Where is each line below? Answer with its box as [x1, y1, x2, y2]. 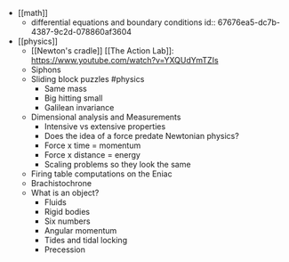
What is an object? [30, 187, 100, 198]
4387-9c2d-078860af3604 [30, 27, 132, 37]
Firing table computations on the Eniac [30, 168, 173, 179]
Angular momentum [44, 225, 117, 235]
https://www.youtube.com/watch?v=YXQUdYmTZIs [30, 55, 220, 65]
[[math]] [17, 8, 49, 18]
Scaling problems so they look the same [44, 160, 191, 169]
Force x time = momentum [44, 140, 141, 151]
